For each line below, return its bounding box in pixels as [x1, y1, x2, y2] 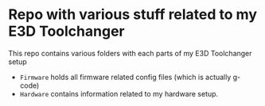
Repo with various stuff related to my [8, 6, 257, 24]
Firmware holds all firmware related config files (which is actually [19, 72, 232, 81]
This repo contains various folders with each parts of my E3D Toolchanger [8, 48, 252, 58]
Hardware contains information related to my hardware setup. [19, 89, 219, 98]
